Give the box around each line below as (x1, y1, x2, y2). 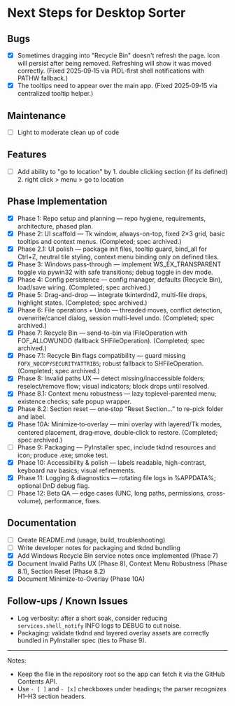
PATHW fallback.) (17, 74, 69, 82)
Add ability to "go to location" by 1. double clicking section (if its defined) (17, 167, 228, 175)
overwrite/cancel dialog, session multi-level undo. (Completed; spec (17, 314, 215, 322)
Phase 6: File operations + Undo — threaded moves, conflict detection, (17, 306, 222, 315)
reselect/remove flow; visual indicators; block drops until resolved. (17, 382, 210, 391)
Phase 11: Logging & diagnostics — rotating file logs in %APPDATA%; (17, 473, 216, 482)
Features (7, 149, 47, 161)
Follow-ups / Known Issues (7, 596, 128, 607)
